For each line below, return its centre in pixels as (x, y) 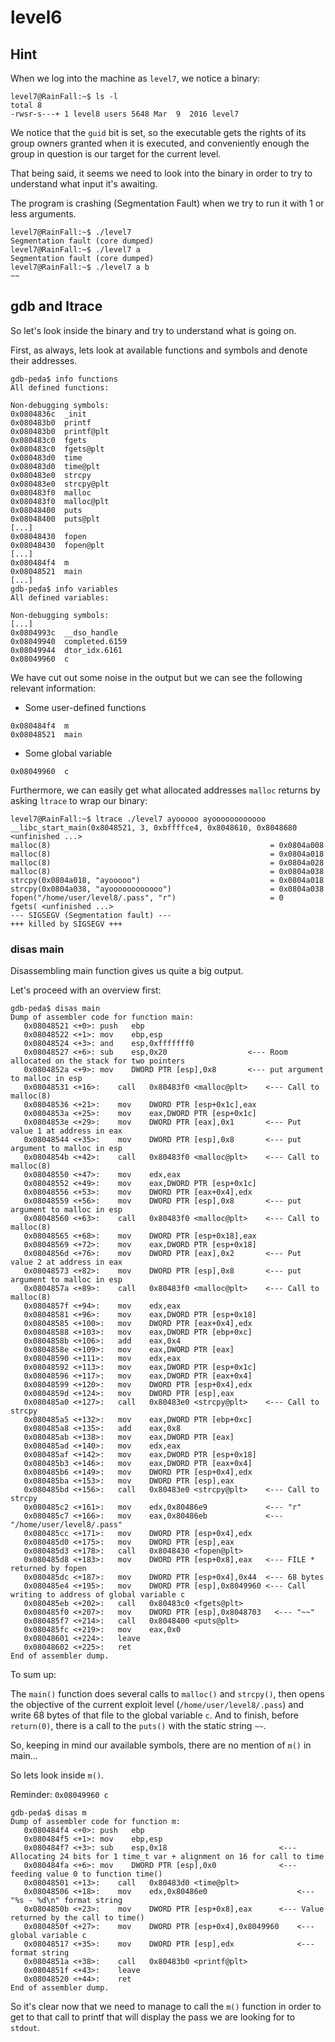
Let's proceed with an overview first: (86, 990)
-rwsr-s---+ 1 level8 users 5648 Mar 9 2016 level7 (125, 114)
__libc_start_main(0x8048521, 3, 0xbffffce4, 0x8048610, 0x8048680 (154, 827)
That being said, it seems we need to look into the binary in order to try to (161, 173)
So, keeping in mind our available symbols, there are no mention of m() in (161, 1745)
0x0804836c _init (48, 414)
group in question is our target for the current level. (116, 154)
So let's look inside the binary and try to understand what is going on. (153, 330)
